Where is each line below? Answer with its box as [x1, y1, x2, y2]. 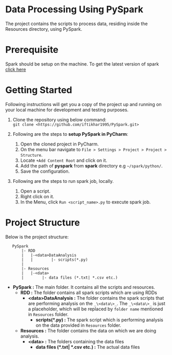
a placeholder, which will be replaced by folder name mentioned [28, 306, 163, 312]
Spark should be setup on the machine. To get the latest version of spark [5, 60, 159, 67]
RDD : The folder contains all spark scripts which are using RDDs [20, 289, 157, 296]
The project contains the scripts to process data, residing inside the [5, 20, 148, 27]
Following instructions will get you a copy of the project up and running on [5, 101, 162, 107]
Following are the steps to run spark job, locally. [12, 178, 114, 184]
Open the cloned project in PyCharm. [20, 141, 99, 147]
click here [5, 66, 27, 72]
